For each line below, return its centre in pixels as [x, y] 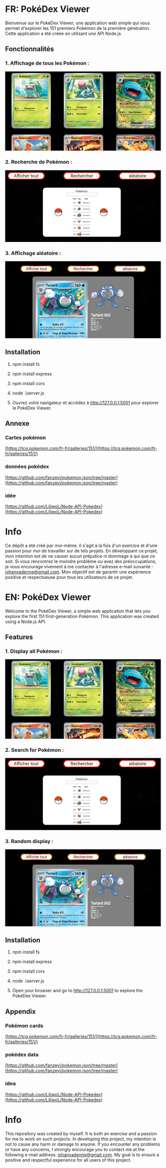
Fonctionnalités [30, 49]
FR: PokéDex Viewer [47, 9]
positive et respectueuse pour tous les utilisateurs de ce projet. [69, 577]
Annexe [17, 424]
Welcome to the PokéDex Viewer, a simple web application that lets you [78, 611]
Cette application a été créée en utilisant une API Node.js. [64, 33]
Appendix [21, 1011]
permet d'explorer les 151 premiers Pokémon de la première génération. [78, 28]
